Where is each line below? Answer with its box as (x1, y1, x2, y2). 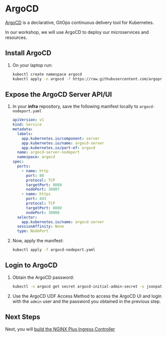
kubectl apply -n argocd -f (12, 76, 71, 81)
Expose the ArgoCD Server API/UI (5, 90, 112, 99)
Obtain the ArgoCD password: (12, 274, 74, 280)
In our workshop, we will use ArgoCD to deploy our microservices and (5, 29, 149, 35)
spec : (12, 159, 24, 165)
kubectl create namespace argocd (12, 72, 82, 77)
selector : (17, 215, 37, 220)
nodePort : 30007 (25, 187, 60, 192)
